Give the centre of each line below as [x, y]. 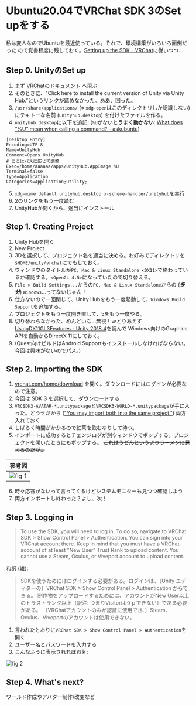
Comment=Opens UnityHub [35, 155]
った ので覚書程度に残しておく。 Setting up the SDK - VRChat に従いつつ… [94, 50]
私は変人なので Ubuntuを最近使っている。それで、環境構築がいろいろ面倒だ [97, 43]
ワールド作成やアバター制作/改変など [51, 697]
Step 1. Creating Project [50, 227]
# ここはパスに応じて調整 [33, 161]
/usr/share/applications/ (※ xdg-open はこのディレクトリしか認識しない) [102, 107]
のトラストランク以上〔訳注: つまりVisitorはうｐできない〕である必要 [104, 603]
